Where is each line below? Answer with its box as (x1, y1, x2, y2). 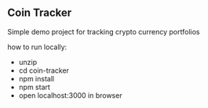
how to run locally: (7, 42, 68, 52)
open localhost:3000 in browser (18, 90, 122, 100)
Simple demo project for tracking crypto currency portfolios (7, 27, 200, 36)
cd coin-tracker (18, 66, 70, 75)
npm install (18, 74, 55, 83)
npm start (18, 82, 50, 92)
